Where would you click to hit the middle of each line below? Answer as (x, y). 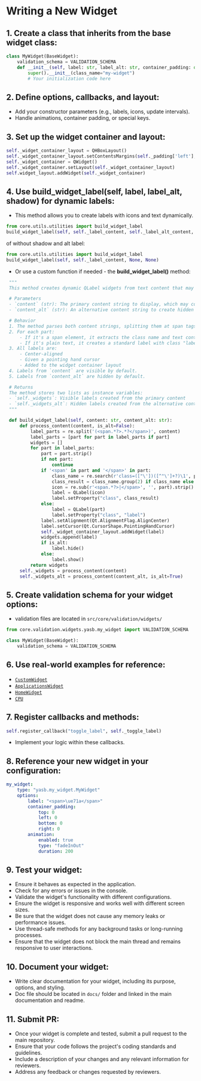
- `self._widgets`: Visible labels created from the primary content (97, 398)
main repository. (35, 1040)
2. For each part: (32, 332)
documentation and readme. (50, 1000)
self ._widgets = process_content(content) (73, 570)
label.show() (68, 559)
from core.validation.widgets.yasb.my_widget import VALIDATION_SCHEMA (97, 630)
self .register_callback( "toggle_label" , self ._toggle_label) (84, 731)
